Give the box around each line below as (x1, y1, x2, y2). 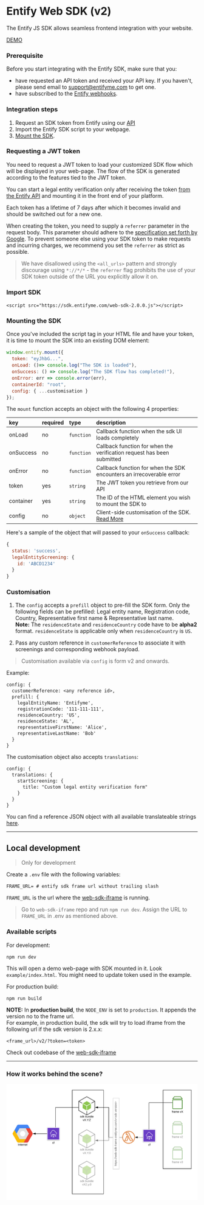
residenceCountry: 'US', (17, 712, 80, 719)
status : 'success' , (12, 548, 61, 554)
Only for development (21, 859, 76, 867)
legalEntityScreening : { (12, 554, 75, 561)
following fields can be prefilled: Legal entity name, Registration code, (15, 608, 190, 615)
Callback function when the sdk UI (96, 428, 182, 435)
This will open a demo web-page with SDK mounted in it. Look (6, 965, 163, 972)
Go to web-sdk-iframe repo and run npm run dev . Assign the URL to (21, 906, 188, 913)
